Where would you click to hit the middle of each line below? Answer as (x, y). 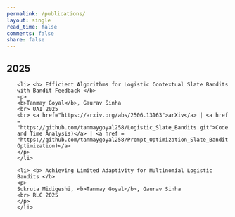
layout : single (29, 20)
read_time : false (32, 27)
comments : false (30, 33)
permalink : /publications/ (46, 14)
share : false (26, 40)
